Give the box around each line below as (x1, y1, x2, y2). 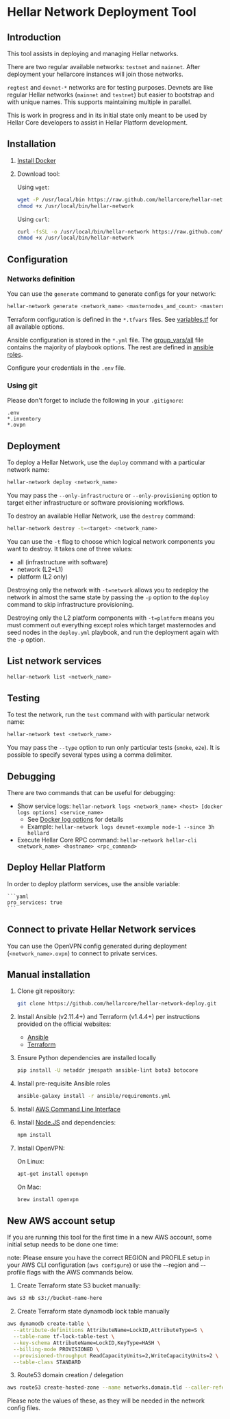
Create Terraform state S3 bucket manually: (16, 1281, 141, 1290)
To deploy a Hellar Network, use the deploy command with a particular (7, 458, 205, 466)
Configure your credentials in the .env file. (7, 364, 127, 372)
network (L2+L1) (16, 565, 64, 573)
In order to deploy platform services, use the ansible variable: (7, 879, 180, 888)
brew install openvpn (16, 1196, 79, 1203)
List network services (7, 655, 102, 667)
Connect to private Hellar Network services (7, 924, 196, 935)
